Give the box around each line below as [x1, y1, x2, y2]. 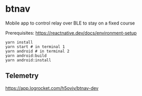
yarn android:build [5, 53, 47, 58]
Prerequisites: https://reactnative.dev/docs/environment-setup [5, 30, 137, 36]
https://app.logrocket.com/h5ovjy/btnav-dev [5, 85, 99, 91]
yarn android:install [5, 57, 52, 63]
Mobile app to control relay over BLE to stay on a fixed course [5, 20, 135, 26]
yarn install [5, 39, 33, 45]
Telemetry [5, 71, 39, 80]
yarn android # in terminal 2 [5, 49, 70, 54]
